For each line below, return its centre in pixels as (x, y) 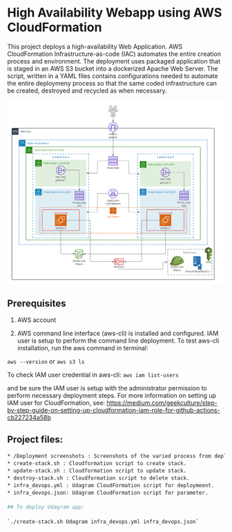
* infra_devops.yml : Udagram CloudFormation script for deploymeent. (111, 485)
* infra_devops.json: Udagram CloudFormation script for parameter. (108, 493)
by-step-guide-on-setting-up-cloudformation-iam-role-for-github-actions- (114, 410)
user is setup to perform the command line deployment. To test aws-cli (118, 341)
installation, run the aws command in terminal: (83, 348)
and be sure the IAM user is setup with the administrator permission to (107, 388)
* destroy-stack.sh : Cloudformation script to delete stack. (98, 478)
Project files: (35, 439)
